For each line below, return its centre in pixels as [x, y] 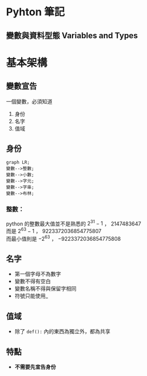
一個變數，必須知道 [29, 101]
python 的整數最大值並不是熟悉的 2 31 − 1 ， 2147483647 [74, 223]
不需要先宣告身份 [35, 367]
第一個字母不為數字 [38, 274]
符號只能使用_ [31, 296]
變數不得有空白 [33, 281]
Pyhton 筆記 [35, 12]
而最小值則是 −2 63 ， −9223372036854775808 [64, 238]
